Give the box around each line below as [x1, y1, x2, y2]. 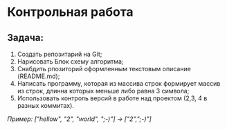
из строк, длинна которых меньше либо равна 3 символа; [17, 87, 190, 95]
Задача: [7, 32, 44, 44]
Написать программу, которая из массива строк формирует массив [17, 80, 221, 87]
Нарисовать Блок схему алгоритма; [17, 57, 124, 66]
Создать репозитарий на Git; [17, 50, 102, 58]
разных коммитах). [17, 102, 75, 109]
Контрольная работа [7, 4, 134, 20]
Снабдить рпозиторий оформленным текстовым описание [17, 65, 192, 73]
